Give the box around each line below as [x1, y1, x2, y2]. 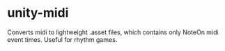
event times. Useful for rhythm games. [7, 35, 118, 43]
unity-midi [7, 5, 69, 21]
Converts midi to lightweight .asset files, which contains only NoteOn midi [7, 28, 219, 36]
